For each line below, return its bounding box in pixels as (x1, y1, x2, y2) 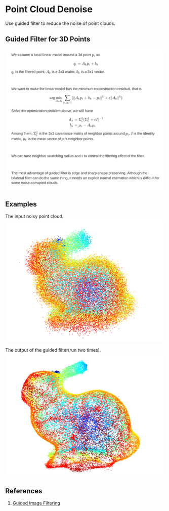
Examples (5, 200, 37, 208)
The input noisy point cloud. (5, 214, 64, 220)
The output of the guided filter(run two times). (5, 347, 101, 353)
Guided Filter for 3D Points (5, 35, 91, 44)
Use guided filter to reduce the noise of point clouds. (5, 20, 115, 26)
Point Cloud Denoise (5, 4, 93, 15)
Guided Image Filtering (12, 500, 61, 506)
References (5, 487, 43, 495)
